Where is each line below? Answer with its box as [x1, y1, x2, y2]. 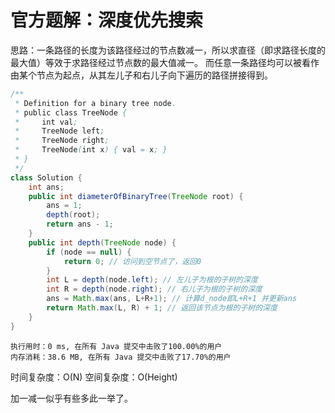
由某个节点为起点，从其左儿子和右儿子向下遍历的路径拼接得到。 [10, 69, 273, 81]
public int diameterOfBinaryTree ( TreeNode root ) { [28, 191, 244, 201]
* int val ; [14, 117, 78, 127]
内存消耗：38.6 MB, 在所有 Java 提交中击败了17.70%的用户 [10, 352, 232, 362]
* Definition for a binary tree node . [14, 98, 177, 108]
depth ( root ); [46, 210, 101, 220]
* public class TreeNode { [14, 107, 128, 118]
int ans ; [28, 182, 65, 192]
